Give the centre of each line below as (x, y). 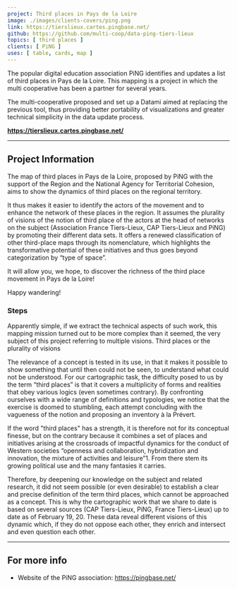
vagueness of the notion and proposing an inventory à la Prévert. (102, 414)
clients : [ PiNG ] (34, 47)
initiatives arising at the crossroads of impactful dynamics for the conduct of (118, 443)
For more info (37, 560)
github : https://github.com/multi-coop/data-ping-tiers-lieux (101, 34)
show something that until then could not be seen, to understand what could (118, 369)
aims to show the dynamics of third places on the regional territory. (105, 191)
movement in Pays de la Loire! (51, 279)
